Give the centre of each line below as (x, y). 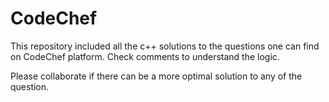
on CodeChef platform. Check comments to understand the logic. (145, 56)
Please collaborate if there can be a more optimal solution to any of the (156, 76)
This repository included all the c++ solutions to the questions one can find (165, 46)
